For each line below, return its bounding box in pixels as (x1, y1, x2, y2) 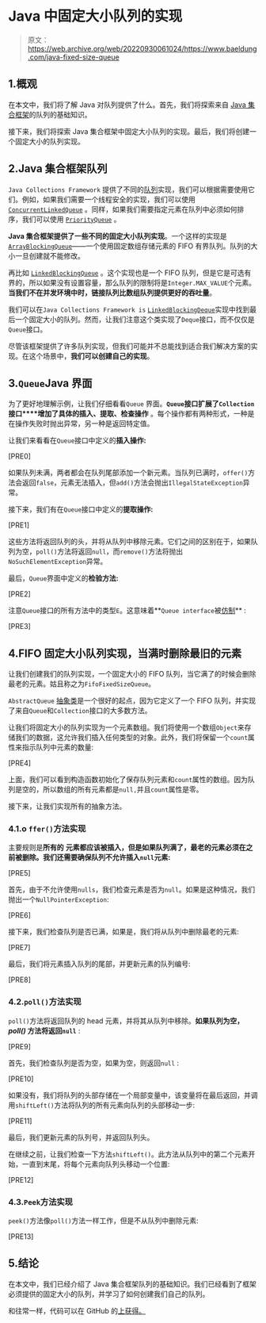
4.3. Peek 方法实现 (8, 1196, 74, 1207)
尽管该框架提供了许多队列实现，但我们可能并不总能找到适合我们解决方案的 (8, 341, 251, 351)
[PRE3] (8, 622, 32, 631)
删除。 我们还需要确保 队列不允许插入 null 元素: (21, 853, 171, 862)
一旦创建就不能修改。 (14, 251, 85, 260)
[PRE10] (8, 1074, 34, 1083)
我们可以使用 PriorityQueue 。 (21, 214, 121, 224)
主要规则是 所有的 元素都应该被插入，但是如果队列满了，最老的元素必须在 (8, 842, 246, 853)
